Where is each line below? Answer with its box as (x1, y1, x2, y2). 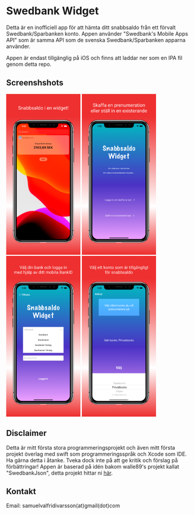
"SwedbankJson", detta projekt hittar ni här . (6, 469, 113, 476)
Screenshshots (6, 78, 64, 88)
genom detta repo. (6, 61, 52, 68)
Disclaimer (6, 428, 47, 438)
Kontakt (6, 486, 37, 497)
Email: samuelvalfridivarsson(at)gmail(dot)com (6, 502, 120, 509)
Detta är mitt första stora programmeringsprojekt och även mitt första (6, 444, 176, 451)
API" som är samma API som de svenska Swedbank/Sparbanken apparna (6, 36, 186, 43)
